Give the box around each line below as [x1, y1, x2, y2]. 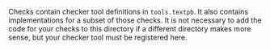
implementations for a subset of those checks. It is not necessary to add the [8, 15, 262, 25]
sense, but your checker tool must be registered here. [8, 32, 188, 42]
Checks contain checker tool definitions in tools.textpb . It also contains [8, 7, 249, 16]
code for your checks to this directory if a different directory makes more [8, 24, 251, 33]
